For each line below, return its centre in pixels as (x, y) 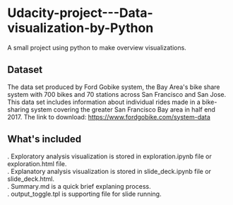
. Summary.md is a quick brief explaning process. (79, 186)
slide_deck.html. (31, 179)
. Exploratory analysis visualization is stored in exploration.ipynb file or (109, 156)
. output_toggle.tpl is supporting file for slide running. (84, 194)
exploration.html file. (37, 163)
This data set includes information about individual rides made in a (104, 102)
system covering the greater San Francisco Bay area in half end (123, 109)
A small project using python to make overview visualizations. (97, 47)
